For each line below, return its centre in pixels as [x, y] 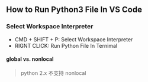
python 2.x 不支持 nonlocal [53, 73]
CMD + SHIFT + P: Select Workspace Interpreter [74, 39]
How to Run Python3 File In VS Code [74, 10]
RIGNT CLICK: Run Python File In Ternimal [66, 45]
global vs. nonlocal [30, 59]
